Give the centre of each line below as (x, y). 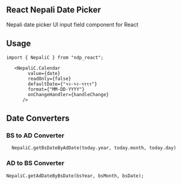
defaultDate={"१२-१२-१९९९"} (63, 84)
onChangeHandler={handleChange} (69, 94)
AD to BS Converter (35, 163)
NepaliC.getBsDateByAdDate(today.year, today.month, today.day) (94, 148)
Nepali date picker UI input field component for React (72, 24)
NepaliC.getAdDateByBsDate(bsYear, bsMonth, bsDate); (75, 176)
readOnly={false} (49, 79)
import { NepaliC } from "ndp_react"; (55, 57)
